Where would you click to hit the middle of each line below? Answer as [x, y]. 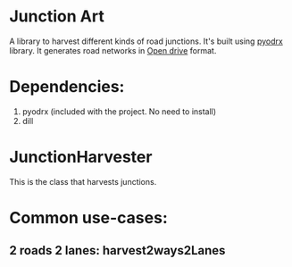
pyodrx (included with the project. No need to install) [119, 111]
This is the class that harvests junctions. [83, 181]
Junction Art [57, 17]
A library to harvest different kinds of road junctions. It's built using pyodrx [146, 41]
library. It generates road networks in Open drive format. [113, 50]
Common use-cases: [88, 218]
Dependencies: [67, 87]
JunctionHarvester [81, 157]
